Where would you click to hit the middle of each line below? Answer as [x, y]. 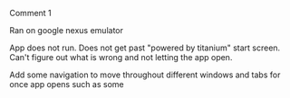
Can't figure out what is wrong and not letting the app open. [121, 57]
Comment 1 [30, 13]
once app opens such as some [67, 84]
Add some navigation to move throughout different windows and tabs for [145, 75]
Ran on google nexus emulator [67, 30]
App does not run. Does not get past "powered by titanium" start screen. [145, 48]
